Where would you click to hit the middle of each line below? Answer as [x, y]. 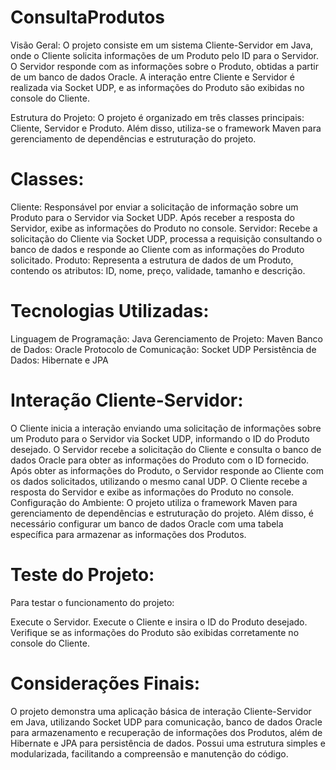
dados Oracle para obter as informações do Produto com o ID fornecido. [160, 460]
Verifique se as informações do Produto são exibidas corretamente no [155, 632]
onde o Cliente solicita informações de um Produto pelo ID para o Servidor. [165, 55]
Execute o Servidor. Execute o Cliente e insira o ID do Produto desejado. [159, 622]
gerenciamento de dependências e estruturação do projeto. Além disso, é [162, 513]
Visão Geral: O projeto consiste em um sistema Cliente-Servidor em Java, [162, 45]
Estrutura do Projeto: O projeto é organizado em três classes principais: [157, 117]
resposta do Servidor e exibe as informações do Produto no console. [152, 492]
